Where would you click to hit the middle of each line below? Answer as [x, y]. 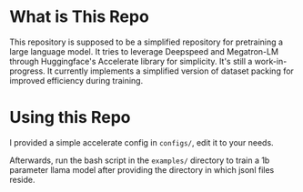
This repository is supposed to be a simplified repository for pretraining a [146, 42]
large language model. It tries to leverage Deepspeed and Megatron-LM [144, 51]
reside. [22, 179]
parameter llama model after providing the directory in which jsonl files [142, 169]
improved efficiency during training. [76, 80]
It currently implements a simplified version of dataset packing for [170, 71]
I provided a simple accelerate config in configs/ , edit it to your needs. [142, 142]
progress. [27, 71]
